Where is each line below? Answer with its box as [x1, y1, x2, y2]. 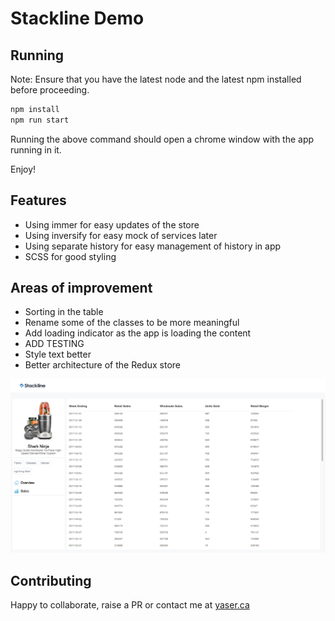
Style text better [24, 348, 92, 361]
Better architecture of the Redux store [24, 359, 181, 371]
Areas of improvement [10, 279, 153, 296]
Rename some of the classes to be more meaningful [24, 317, 240, 329]
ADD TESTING [24, 338, 85, 350]
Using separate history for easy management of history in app [24, 240, 282, 252]
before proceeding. [10, 84, 90, 96]
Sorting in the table [24, 306, 104, 318]
